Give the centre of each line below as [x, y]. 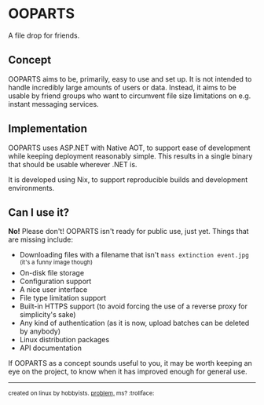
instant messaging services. [54, 104]
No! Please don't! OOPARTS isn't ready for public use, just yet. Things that [128, 232]
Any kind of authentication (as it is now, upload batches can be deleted [134, 323]
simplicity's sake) [48, 315]
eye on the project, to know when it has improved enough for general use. [128, 372]
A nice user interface [53, 290]
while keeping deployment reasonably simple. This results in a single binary [130, 156]
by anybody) [40, 331]
